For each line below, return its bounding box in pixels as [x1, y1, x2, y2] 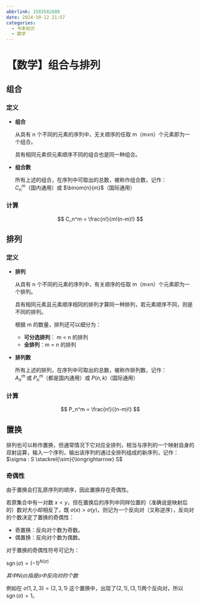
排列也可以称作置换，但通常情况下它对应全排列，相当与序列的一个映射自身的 [6, 442, 195, 448]
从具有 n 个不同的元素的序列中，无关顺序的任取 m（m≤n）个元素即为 [14, 131, 185, 138]
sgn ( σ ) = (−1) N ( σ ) [6, 558, 49, 567]
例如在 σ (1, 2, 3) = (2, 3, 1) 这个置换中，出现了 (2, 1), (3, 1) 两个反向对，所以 [6, 584, 184, 591]
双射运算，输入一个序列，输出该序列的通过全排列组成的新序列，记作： [6, 449, 179, 456]
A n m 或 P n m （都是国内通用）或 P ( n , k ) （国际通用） [14, 374, 139, 382]
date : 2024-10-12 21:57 [6, 14, 66, 20]
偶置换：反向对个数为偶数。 [14, 534, 84, 541]
